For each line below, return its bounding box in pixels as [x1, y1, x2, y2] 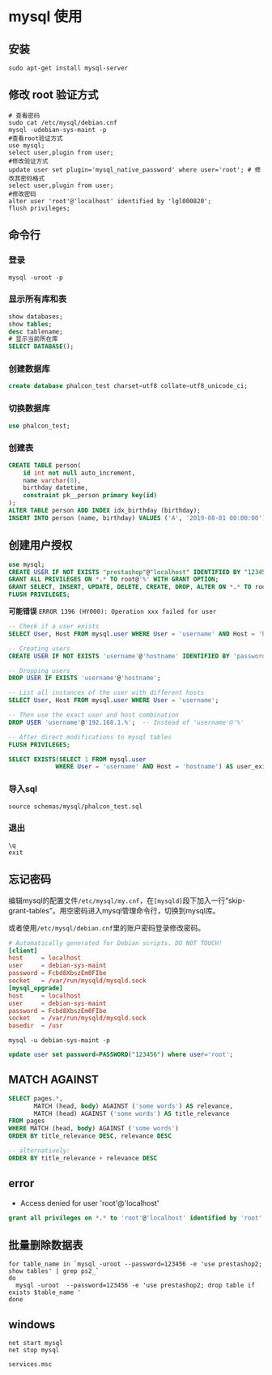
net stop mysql [8, 1346, 60, 1355]
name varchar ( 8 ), [23, 476, 82, 484]
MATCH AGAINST [8, 1073, 100, 1087]
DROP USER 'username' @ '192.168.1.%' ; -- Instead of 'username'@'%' [8, 718, 244, 726]
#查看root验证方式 [8, 134, 63, 143]
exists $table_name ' [8, 1288, 82, 1296]
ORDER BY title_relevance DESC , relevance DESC [8, 1132, 172, 1140]
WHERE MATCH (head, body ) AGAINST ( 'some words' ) [8, 1125, 180, 1133]
